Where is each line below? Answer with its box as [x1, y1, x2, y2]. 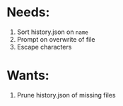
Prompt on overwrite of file [16, 35, 95, 43]
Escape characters [16, 42, 72, 51]
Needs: [6, 4, 50, 20]
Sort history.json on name [16, 28, 89, 36]
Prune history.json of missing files [16, 90, 116, 99]
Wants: [6, 68, 50, 83]
